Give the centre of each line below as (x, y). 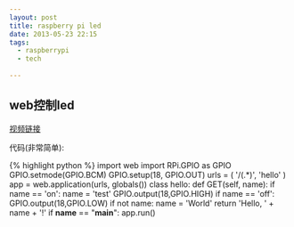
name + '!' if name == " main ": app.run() (82, 212)
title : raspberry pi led (55, 26)
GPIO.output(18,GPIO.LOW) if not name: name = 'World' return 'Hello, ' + (142, 203)
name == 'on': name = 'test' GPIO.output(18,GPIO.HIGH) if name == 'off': (142, 193)
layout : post (33, 17)
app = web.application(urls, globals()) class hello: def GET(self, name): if (142, 184)
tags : (19, 42)
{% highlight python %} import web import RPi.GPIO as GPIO (120, 165)
